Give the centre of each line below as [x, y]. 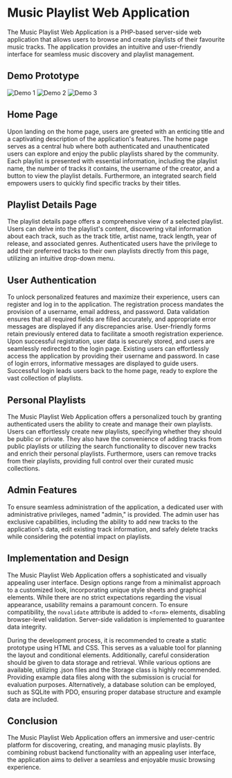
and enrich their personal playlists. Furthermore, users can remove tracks [112, 454]
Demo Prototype [43, 76]
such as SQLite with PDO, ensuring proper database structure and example [114, 692]
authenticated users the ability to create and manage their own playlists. [110, 424]
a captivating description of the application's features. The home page [108, 139]
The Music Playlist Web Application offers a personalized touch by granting [115, 417]
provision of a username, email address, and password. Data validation [108, 312]
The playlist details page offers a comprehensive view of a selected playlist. [115, 222]
